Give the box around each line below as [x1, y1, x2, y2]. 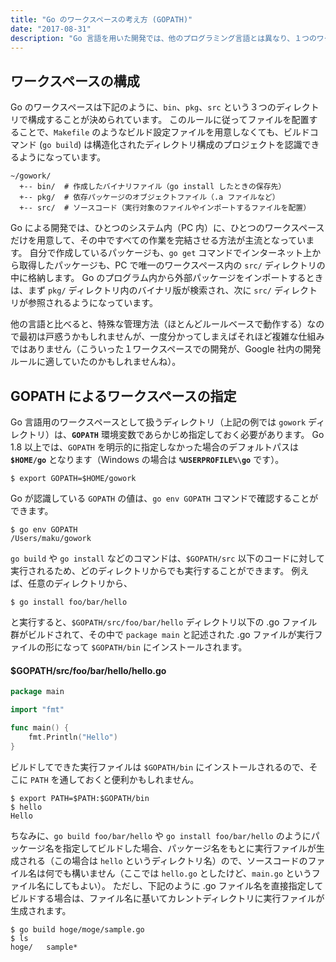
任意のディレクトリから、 [27, 577, 133, 589]
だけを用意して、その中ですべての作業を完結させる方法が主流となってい [10, 234, 307, 246]
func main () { [10, 722, 70, 733]
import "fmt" [10, 705, 65, 715]
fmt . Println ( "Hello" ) [28, 732, 118, 742]
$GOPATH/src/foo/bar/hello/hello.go [10, 664, 167, 676]
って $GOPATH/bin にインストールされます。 [71, 641, 248, 653]
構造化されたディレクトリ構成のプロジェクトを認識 [92, 139, 303, 151]
